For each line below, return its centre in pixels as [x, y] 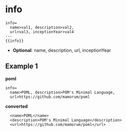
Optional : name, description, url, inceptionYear [62, 50]
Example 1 [22, 67]
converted [17, 106]
